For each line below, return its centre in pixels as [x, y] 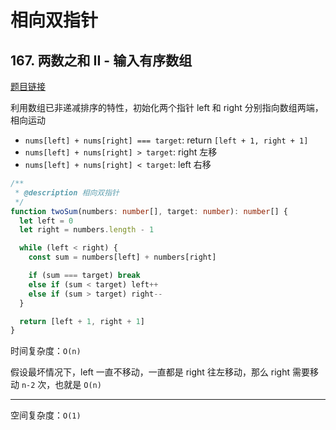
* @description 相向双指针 [67, 192]
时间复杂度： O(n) [46, 351]
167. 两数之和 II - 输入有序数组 [101, 60]
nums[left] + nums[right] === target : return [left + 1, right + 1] [166, 140]
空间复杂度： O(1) [46, 415]
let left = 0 [46, 221]
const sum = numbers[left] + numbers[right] [122, 257]
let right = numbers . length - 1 [87, 230]
